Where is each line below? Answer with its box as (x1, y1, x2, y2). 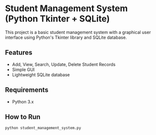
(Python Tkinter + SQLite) (5, 13, 110, 24)
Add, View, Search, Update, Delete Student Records (12, 61, 116, 67)
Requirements (5, 86, 48, 94)
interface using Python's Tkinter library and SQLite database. (5, 34, 127, 40)
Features (5, 49, 32, 57)
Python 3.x (12, 99, 34, 104)
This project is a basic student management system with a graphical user (5, 29, 151, 35)
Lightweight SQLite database (12, 71, 70, 78)
